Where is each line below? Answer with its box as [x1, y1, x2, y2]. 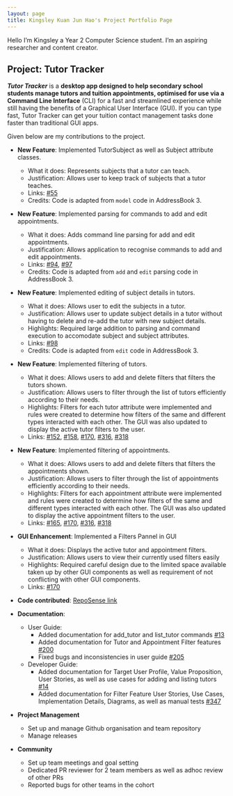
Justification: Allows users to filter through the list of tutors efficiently [27, 388, 226, 397]
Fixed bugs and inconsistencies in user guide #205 [38, 653, 184, 662]
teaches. [27, 182, 54, 190]
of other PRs [27, 774, 64, 782]
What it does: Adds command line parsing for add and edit [27, 231, 195, 239]
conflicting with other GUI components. [27, 575, 141, 584]
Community [17, 745, 53, 754]
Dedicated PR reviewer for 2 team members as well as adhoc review [27, 766, 224, 774]
